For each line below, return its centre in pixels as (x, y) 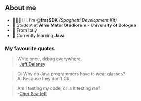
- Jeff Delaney (31, 64)
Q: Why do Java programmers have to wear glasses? (71, 74)
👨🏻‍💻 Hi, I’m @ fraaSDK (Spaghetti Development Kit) (65, 20)
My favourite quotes (30, 48)
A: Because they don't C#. (44, 79)
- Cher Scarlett (32, 94)
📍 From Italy (24, 30)
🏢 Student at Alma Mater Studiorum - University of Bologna (74, 25)
